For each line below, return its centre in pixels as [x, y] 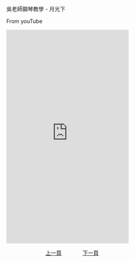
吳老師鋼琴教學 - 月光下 [36, 9]
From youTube [24, 21]
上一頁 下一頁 [72, 253]
